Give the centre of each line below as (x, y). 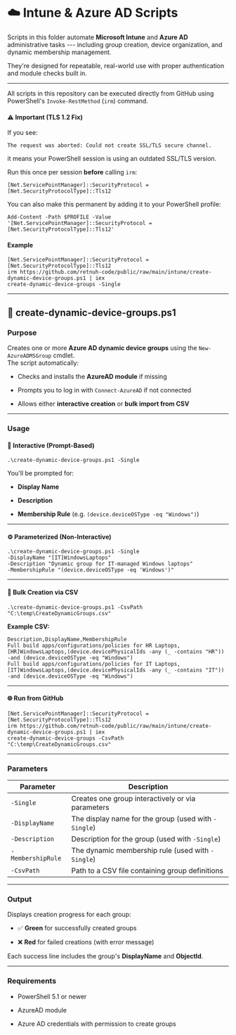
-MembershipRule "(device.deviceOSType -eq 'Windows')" (91, 570)
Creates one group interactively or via (133, 799)
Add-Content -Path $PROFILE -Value (59, 217)
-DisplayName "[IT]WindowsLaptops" (59, 558)
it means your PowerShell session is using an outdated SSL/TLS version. (112, 159)
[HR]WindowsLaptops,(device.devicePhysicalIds (77, 651)
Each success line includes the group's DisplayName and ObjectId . (105, 956)
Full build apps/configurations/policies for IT (80, 664)
